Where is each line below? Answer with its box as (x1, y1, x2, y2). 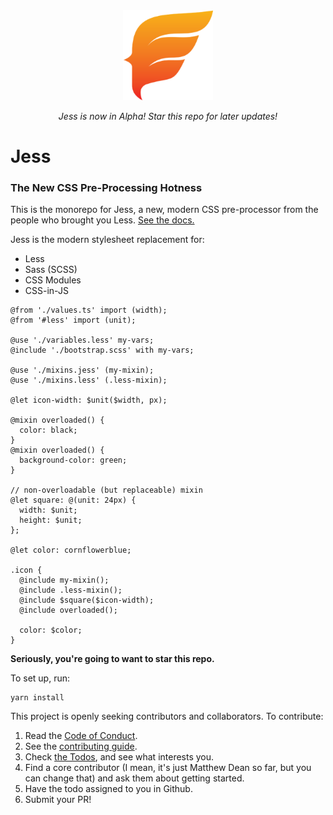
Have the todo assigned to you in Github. (24, 783, 193, 795)
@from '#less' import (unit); (10, 315, 137, 326)
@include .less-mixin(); (19, 585, 123, 596)
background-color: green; (19, 455, 128, 466)
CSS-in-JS (24, 285, 69, 297)
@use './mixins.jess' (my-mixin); (10, 365, 155, 376)
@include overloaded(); (19, 605, 118, 616)
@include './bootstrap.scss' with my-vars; (10, 345, 195, 356)
